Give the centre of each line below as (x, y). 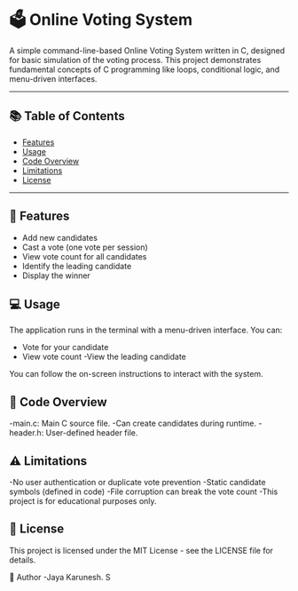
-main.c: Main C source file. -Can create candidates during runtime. (133, 423)
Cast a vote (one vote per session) (85, 247)
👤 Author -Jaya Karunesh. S (60, 577)
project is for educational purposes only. (83, 501)
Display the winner (56, 276)
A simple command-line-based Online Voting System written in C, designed (147, 50)
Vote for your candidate (65, 347)
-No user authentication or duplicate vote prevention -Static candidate (137, 482)
